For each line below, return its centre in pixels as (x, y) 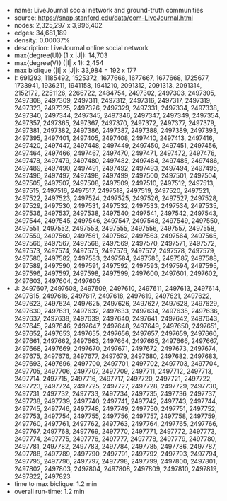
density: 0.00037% (42, 40)
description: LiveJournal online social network (81, 48)
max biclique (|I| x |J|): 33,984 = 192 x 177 (75, 70)
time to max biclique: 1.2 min (56, 484)
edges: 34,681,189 (40, 33)
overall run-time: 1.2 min (49, 491)
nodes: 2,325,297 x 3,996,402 (58, 25)
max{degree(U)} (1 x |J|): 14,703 (61, 55)
